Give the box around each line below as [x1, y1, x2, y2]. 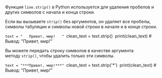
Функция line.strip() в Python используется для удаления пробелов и [5, 4, 154, 10]
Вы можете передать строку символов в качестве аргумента [5, 48, 134, 53]
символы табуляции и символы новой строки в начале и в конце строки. [5, 24, 158, 30]
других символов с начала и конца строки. [5, 9, 95, 15]
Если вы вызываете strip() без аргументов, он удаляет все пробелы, [5, 19, 151, 24]
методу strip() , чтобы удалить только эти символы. [5, 53, 115, 59]
